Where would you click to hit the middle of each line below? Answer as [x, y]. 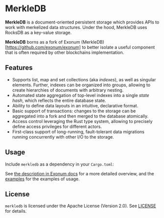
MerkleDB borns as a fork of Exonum [43, 42]
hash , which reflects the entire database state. [59, 100]
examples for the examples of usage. [42, 179]
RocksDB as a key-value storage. [38, 32]
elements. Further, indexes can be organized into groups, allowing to [81, 85]
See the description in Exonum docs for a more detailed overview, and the [80, 173]
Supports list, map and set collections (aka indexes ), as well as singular [84, 79]
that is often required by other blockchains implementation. [65, 52]
